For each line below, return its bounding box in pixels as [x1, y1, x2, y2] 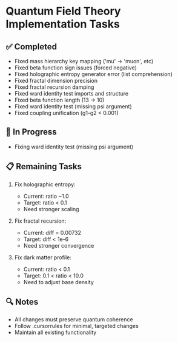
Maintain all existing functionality [14, 329, 97, 336]
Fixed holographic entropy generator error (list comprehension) [14, 71, 173, 77]
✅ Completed [5, 41, 57, 52]
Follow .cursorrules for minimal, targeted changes [14, 323, 139, 330]
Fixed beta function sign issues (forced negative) [14, 64, 137, 71]
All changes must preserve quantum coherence [14, 316, 134, 323]
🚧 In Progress [5, 127, 57, 138]
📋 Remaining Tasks [5, 161, 82, 172]
